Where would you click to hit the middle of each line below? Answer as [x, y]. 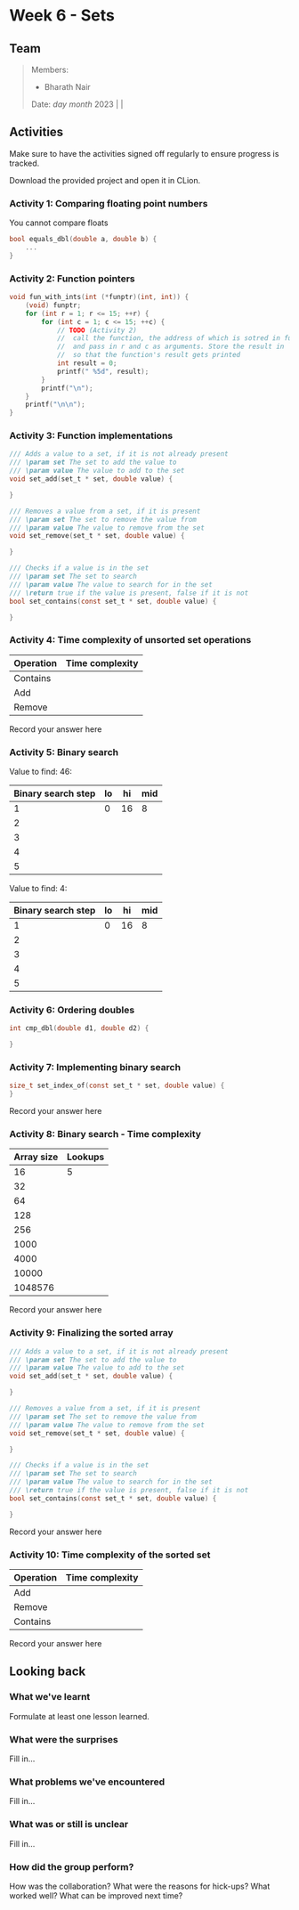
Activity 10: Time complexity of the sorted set [110, 1555]
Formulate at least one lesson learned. [79, 1716]
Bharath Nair [67, 87]
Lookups [85, 1157]
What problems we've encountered [87, 1782]
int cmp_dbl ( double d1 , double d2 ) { [79, 1028]
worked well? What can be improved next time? [96, 1895]
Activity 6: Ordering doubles [72, 1010]
